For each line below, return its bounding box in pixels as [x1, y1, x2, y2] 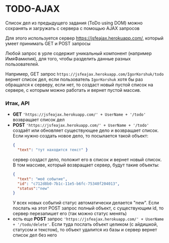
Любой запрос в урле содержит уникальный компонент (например [5, 50, 152, 56]
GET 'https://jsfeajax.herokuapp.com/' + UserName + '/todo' [12, 111, 146, 117]
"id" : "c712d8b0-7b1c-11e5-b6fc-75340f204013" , [17, 181, 120, 186]
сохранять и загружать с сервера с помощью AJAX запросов [5, 25, 140, 31]
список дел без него [12, 232, 57, 238]
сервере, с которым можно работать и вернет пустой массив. [5, 87, 141, 93]
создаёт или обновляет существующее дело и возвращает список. [12, 127, 159, 133]
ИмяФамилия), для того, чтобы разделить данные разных [5, 55, 131, 61]
